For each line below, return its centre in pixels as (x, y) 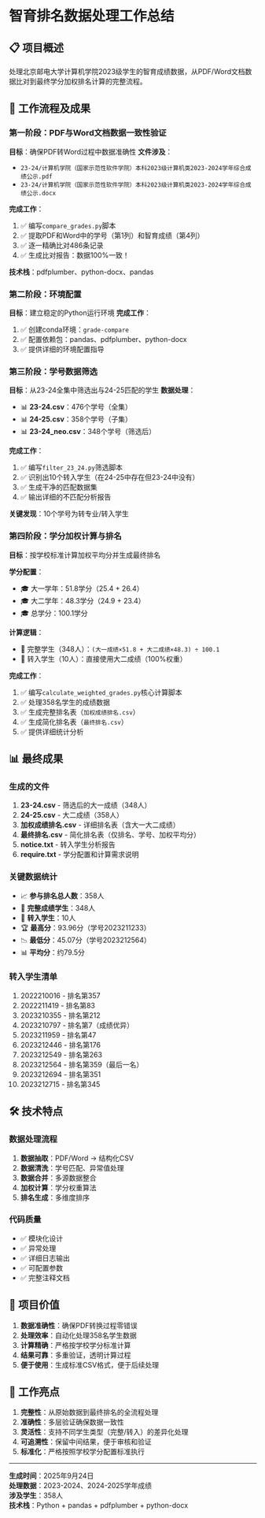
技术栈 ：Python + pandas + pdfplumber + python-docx (99, 1505)
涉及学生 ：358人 (36, 1496)
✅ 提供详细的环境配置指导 (62, 349)
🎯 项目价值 (34, 1305)
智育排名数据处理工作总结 (92, 16)
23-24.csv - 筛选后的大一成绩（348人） (86, 805)
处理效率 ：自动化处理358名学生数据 (78, 1335)
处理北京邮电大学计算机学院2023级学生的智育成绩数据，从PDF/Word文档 (127, 71)
